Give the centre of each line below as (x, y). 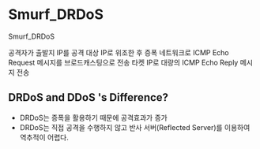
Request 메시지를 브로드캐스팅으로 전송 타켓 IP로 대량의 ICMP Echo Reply (123, 62)
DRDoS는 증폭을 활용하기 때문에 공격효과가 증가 (93, 117)
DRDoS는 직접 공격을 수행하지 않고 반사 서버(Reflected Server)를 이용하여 (135, 127)
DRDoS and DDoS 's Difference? (88, 97)
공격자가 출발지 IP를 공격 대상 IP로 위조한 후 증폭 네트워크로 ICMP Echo (119, 52)
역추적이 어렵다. (44, 137)
